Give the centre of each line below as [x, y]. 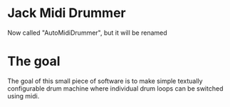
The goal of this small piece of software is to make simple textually [105, 81]
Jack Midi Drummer [67, 13]
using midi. [23, 96]
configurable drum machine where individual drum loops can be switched [115, 88]
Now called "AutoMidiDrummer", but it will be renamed [87, 33]
